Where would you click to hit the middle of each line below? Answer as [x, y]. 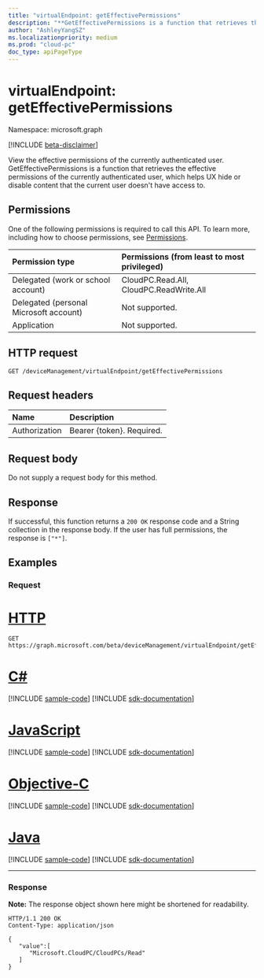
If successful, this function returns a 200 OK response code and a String [124, 521]
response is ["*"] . [38, 538]
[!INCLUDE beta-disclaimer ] [53, 144]
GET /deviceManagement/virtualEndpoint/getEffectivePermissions [115, 371]
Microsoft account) [48, 312]
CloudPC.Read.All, [155, 280]
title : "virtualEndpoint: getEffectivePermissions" [94, 15]
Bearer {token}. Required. [116, 431]
